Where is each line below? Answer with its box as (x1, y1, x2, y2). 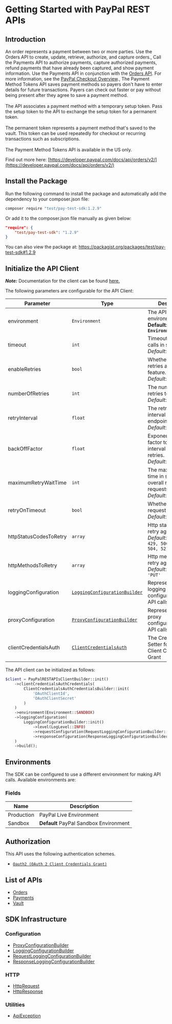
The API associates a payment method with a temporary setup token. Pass (5, 103, 163, 109)
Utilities (5, 1001, 25, 1008)
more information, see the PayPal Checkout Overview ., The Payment (5, 76, 150, 82)
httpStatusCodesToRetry (8, 533, 67, 540)
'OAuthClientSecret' (32, 696, 77, 701)
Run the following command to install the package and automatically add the (5, 190, 166, 196)
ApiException (12, 1013, 41, 1019)
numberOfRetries (8, 390, 50, 397)
